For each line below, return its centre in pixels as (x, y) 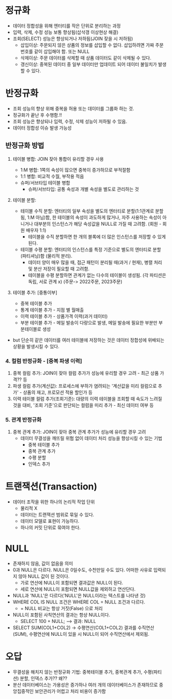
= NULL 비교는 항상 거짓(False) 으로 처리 (61, 609)
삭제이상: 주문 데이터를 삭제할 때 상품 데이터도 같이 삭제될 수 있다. (86, 58)
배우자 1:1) (36, 230)
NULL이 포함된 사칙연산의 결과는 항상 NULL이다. (61, 615)
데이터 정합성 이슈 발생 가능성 (42, 128)
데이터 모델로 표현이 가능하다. (50, 521)
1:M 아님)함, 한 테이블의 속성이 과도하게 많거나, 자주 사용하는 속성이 (94, 217)
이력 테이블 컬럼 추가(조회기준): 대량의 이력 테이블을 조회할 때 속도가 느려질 (87, 399)
